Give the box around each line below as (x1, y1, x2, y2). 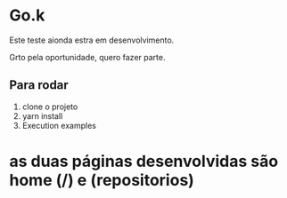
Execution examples (21, 120, 96, 131)
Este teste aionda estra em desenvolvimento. (9, 35, 175, 45)
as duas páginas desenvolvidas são (9, 151, 279, 171)
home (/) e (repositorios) (9, 170, 194, 190)
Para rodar (9, 77, 69, 93)
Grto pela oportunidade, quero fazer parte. (9, 51, 166, 62)
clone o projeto (21, 101, 78, 112)
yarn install (21, 110, 63, 121)
